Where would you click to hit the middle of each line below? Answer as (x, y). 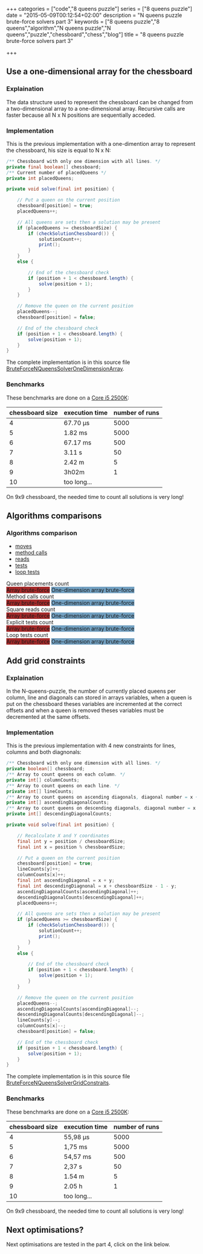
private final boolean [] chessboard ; (54, 167)
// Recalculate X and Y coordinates (63, 836)
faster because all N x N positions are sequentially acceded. (81, 115)
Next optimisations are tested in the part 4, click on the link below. (88, 1244)
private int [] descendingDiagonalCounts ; (59, 814)
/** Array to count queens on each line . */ (63, 786)
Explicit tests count (30, 622)
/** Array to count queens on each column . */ (66, 774)
